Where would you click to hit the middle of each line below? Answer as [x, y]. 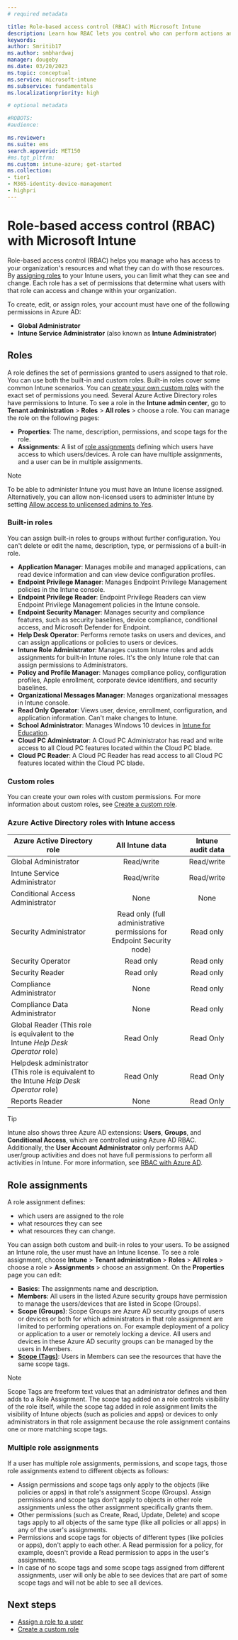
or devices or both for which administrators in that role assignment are [120, 1319]
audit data [207, 850]
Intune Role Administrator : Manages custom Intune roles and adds [115, 649]
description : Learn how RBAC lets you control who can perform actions [115, 33]
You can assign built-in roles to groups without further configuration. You [114, 538]
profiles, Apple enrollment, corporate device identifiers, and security [117, 680]
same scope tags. [44, 1364]
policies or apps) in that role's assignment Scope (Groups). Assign [114, 1492]
